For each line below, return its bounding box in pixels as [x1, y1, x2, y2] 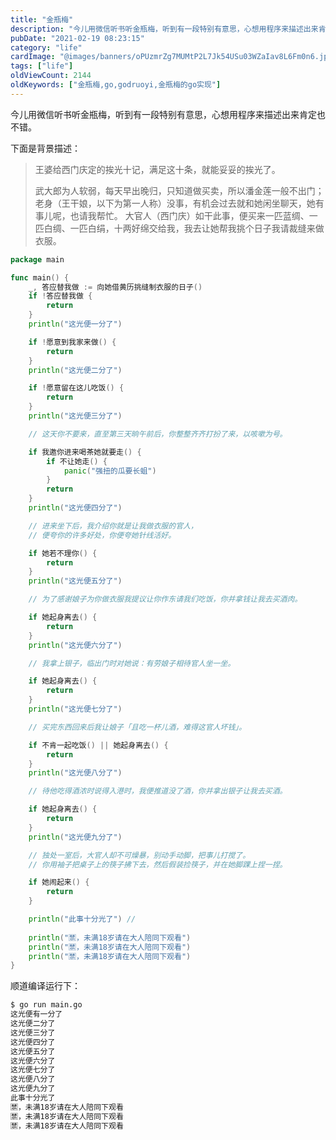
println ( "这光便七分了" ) [28, 704, 123, 714]
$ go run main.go [10, 1000, 83, 1010]
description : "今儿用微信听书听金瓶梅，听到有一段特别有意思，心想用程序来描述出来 [10, 24, 319, 34]
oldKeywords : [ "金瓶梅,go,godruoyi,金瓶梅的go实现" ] [10, 80, 222, 90]
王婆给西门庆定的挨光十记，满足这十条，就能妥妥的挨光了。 [34, 163, 281, 175]
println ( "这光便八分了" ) [28, 768, 123, 778]
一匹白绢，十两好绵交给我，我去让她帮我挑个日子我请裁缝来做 [69, 222, 325, 234]
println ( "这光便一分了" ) [28, 319, 123, 329]
